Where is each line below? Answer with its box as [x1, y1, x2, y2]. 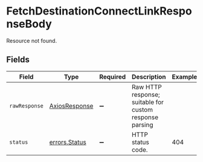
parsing [132, 120, 153, 129]
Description [132, 73, 166, 81]
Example [172, 73, 198, 81]
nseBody [6, 17, 53, 31]
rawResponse [9, 102, 44, 109]
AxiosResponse [49, 102, 94, 110]
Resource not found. [6, 37, 57, 44]
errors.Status [49, 138, 86, 146]
